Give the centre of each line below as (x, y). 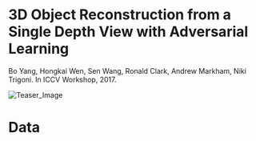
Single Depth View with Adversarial (128, 32)
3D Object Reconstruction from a (120, 15)
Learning (39, 49)
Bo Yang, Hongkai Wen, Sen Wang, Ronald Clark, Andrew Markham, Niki (127, 70)
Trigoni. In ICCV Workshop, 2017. (62, 79)
